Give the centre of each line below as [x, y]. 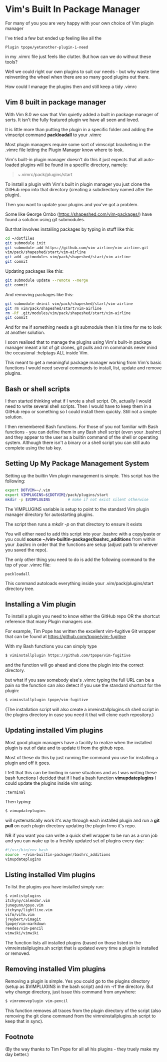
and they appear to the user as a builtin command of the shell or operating [82, 437]
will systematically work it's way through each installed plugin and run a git [82, 820]
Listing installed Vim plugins [50, 875]
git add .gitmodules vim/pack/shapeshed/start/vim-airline [68, 257]
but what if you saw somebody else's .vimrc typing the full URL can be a [80, 680]
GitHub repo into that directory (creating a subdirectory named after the [79, 189]
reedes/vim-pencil [24, 929]
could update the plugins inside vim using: [49, 783]
